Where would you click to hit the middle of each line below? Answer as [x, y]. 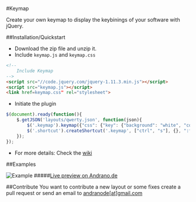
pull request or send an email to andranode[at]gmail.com [74, 193]
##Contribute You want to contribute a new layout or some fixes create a [93, 187]
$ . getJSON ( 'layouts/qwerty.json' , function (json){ [79, 120]
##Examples [21, 164]
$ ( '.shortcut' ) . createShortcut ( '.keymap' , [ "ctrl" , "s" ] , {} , [104, 131]
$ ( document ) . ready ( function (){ [44, 114]
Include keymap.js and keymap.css [55, 55]
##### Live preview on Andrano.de [76, 175]
